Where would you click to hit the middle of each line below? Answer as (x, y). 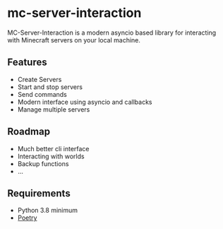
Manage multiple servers (54, 109)
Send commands (42, 94)
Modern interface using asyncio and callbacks (85, 102)
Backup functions (43, 163)
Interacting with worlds (51, 156)
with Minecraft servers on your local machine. (74, 40)
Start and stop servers (50, 87)
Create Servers (40, 79)
